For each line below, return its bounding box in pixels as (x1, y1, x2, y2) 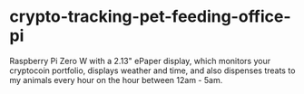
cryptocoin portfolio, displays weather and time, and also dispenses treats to (9, 65, 296, 76)
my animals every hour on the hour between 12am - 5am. (9, 74, 223, 85)
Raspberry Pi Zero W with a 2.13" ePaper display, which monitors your (9, 55, 270, 66)
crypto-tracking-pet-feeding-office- (9, 6, 292, 27)
